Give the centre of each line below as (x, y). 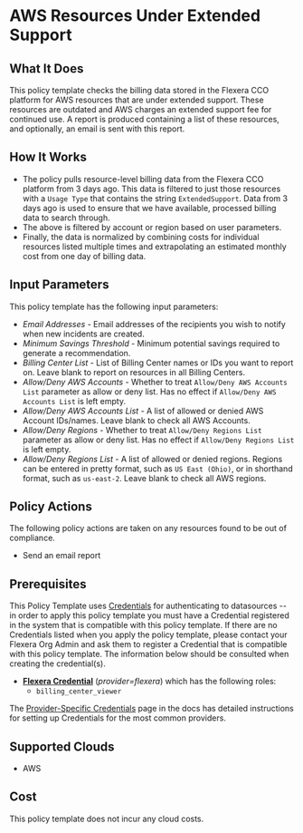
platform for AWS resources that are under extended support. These (137, 100)
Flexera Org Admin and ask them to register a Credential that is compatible (148, 644)
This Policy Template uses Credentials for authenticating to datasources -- (148, 606)
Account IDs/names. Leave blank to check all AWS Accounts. (136, 420)
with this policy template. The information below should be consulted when (149, 654)
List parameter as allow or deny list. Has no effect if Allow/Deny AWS (149, 392)
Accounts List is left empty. (74, 401)
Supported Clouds (62, 746)
